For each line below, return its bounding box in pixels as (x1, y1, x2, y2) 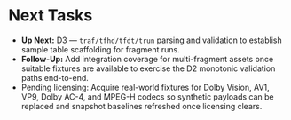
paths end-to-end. (20, 72, 90, 83)
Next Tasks (8, 5, 93, 26)
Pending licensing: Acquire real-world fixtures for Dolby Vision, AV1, (20, 82, 270, 92)
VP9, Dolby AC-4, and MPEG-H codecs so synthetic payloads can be (20, 91, 274, 102)
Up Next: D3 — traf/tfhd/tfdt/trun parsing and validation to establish (20, 35, 282, 45)
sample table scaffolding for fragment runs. (20, 44, 181, 54)
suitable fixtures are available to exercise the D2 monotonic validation (20, 63, 276, 74)
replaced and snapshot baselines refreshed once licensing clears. (20, 100, 263, 111)
